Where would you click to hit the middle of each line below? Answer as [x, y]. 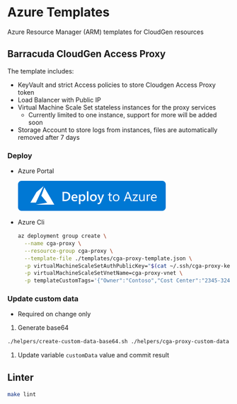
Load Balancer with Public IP [59, 100]
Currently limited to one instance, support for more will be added [122, 114]
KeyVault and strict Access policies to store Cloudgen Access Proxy [116, 85]
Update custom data [43, 299]
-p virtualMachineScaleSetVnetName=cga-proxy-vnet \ [104, 273]
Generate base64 [43, 328]
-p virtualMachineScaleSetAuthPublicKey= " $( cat [96, 266]
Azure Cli [31, 222]
